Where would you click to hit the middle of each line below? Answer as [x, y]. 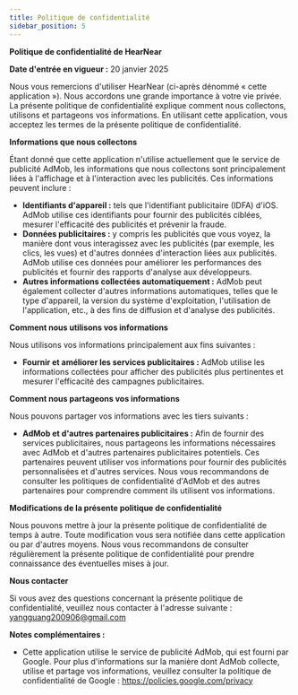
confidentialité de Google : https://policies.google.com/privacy [137, 680]
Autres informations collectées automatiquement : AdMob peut [142, 281]
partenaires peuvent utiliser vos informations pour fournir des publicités [154, 462]
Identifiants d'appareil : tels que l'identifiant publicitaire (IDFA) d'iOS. [150, 205]
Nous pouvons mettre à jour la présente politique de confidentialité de [138, 525]
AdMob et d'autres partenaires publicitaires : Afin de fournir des [143, 433]
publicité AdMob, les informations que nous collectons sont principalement [148, 169]
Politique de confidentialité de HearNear [86, 51]
